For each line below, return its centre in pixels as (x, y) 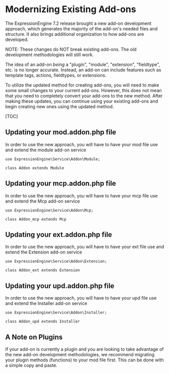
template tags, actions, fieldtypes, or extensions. (56, 75)
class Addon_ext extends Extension (43, 270)
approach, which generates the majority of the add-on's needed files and (81, 28)
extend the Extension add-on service (44, 252)
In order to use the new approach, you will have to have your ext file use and (85, 247)
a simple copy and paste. (31, 365)
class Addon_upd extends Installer (43, 322)
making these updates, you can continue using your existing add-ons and (81, 101)
